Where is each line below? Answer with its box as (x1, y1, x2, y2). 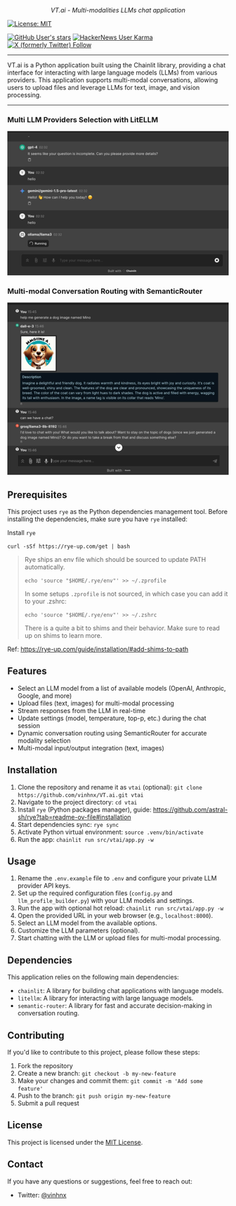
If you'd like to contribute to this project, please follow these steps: (7, 1048, 200, 1057)
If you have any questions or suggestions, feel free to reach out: (7, 1177, 193, 1186)
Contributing (7, 1029, 65, 1041)
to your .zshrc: (24, 597, 67, 605)
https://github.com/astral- (152, 805, 228, 814)
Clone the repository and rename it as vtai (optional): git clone (17, 783, 202, 791)
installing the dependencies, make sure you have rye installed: (7, 515, 188, 523)
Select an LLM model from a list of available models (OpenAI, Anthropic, (17, 684, 226, 692)
